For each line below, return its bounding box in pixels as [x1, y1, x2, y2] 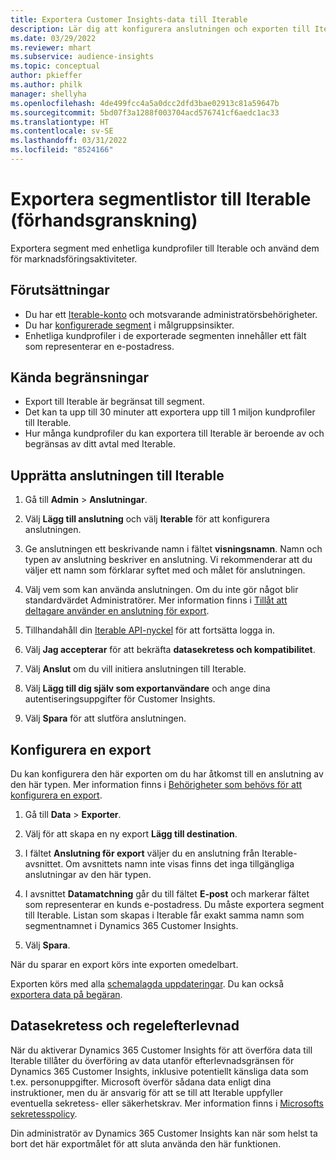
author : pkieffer [10, 71, 83, 81]
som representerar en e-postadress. [24, 340, 175, 352]
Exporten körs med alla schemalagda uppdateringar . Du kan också [10, 978, 284, 990]
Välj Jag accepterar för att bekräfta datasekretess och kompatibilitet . [24, 644, 316, 656]
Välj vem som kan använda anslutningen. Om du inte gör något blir [24, 584, 299, 596]
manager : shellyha [10, 89, 87, 99]
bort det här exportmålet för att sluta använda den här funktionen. [10, 1137, 282, 1150]
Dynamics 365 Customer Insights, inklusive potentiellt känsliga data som [10, 1065, 309, 1077]
